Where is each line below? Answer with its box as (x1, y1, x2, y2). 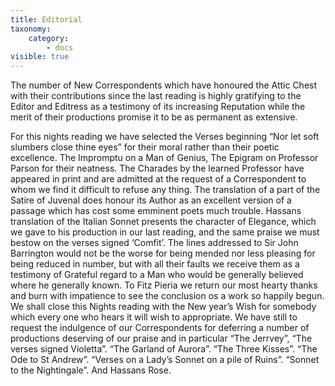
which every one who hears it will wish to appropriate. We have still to (10, 311, 298, 323)
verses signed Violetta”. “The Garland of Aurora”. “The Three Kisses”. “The (10, 343, 318, 355)
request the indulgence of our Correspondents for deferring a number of (10, 322, 310, 334)
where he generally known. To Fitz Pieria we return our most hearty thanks (10, 279, 318, 291)
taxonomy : (10, 24, 52, 34)
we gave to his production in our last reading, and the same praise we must (10, 226, 320, 238)
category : (28, 33, 70, 43)
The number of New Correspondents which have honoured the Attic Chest (10, 79, 318, 91)
